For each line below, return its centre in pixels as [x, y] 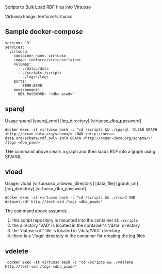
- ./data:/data [33, 68]
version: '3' [18, 43]
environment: [27, 90]
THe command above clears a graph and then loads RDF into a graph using [80, 151]
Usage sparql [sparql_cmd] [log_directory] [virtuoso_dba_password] [73, 121]
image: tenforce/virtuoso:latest [48, 60]
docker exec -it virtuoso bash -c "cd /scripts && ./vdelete [70, 262]
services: [15, 47]
